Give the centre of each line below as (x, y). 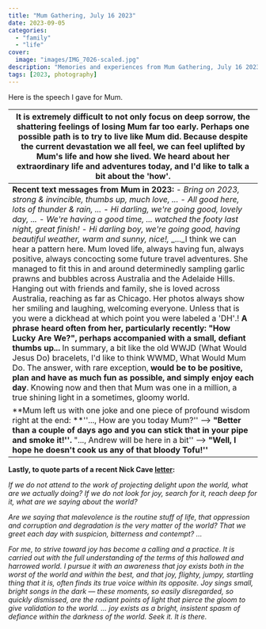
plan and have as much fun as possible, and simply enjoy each (133, 377)
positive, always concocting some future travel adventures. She (130, 258)
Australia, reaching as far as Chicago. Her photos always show (129, 298)
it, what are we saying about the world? (73, 501)
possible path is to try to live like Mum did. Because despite (133, 136)
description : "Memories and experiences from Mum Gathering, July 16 (125, 67)
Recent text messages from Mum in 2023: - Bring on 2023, (126, 189)
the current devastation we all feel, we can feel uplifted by (133, 146)
